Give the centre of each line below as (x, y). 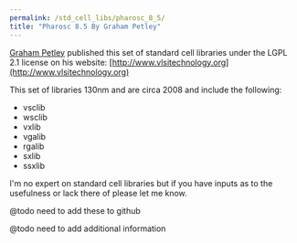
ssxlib (34, 165)
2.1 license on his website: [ (61, 62)
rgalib (33, 146)
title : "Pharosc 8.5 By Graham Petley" (85, 26)
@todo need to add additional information (88, 228)
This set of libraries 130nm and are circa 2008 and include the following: (146, 90)
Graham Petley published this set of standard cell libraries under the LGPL (148, 52)
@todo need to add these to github (75, 210)
